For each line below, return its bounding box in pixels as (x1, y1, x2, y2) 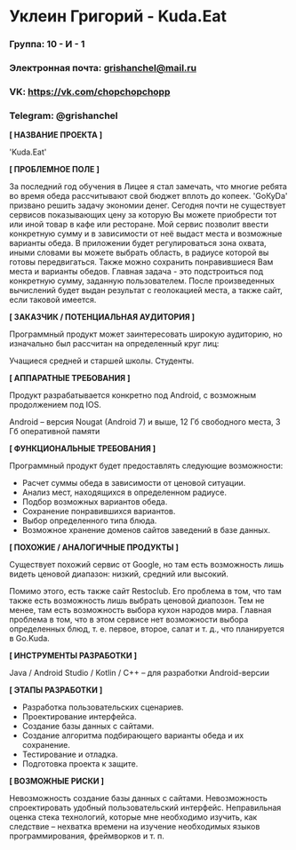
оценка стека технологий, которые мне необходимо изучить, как (9, 812, 258, 822)
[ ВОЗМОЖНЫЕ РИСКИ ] (9, 775, 105, 787)
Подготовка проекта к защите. (21, 759, 139, 769)
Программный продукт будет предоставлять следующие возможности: (9, 460, 284, 472)
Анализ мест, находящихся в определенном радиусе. (21, 487, 228, 498)
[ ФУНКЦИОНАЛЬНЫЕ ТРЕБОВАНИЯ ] (9, 443, 156, 454)
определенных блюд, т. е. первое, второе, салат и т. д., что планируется (9, 624, 284, 634)
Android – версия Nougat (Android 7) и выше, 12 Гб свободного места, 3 (9, 417, 281, 427)
